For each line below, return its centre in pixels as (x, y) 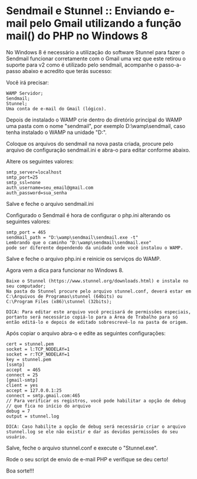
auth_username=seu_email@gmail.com (50, 188)
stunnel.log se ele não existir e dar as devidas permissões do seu (92, 432)
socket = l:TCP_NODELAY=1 (38, 349)
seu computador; (26, 286)
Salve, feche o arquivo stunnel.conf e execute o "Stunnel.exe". (82, 448)
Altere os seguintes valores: (40, 161)
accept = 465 (24, 370)
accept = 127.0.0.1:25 (34, 391)
